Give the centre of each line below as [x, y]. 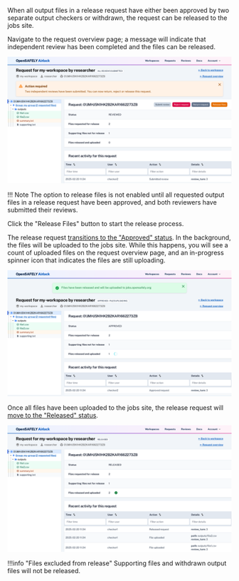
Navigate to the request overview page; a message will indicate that [107, 39]
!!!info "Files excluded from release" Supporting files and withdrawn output [117, 563]
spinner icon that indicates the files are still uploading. [86, 260]
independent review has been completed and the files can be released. [111, 47]
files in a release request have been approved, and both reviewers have [112, 202]
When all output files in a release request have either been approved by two [118, 10]
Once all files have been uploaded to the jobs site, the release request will [116, 408]
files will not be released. [44, 570]
